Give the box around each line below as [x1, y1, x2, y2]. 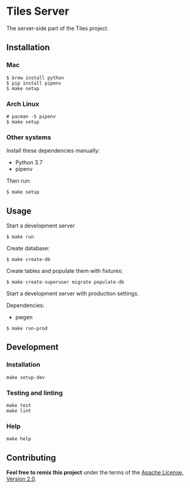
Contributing [6, 452, 56, 463]
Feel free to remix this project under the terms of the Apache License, [6, 469, 184, 476]
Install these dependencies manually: [6, 147, 100, 154]
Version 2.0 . [6, 475, 37, 482]
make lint [6, 408, 32, 414]
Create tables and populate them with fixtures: [6, 267, 123, 275]
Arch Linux [6, 99, 40, 108]
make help [6, 436, 32, 442]
